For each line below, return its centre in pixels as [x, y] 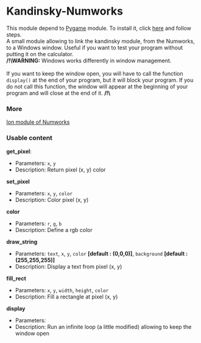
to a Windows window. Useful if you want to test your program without [94, 48]
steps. [14, 34]
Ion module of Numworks [38, 122]
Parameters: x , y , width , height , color [62, 290]
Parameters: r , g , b [38, 223]
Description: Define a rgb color [54, 229]
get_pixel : [19, 151]
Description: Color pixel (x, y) [52, 200]
